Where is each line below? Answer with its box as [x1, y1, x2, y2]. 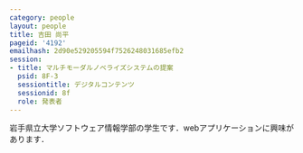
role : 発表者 [17, 96, 62, 106]
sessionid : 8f [17, 88, 71, 97]
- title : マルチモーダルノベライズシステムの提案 [9, 64, 174, 73]
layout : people [9, 22, 67, 31]
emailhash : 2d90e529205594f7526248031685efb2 [9, 47, 184, 56]
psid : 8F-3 [17, 72, 59, 81]
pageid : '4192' [9, 38, 67, 48]
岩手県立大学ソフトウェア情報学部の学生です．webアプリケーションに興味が [9, 122, 295, 133]
